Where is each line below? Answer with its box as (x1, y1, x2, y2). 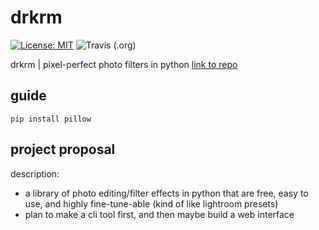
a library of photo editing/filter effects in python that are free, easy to (24, 187, 309, 199)
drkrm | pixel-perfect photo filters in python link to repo (10, 58, 238, 70)
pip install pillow (10, 114, 92, 124)
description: (10, 167, 60, 180)
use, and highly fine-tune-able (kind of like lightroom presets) (24, 197, 279, 210)
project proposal (10, 141, 116, 158)
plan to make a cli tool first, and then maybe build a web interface (24, 208, 295, 220)
